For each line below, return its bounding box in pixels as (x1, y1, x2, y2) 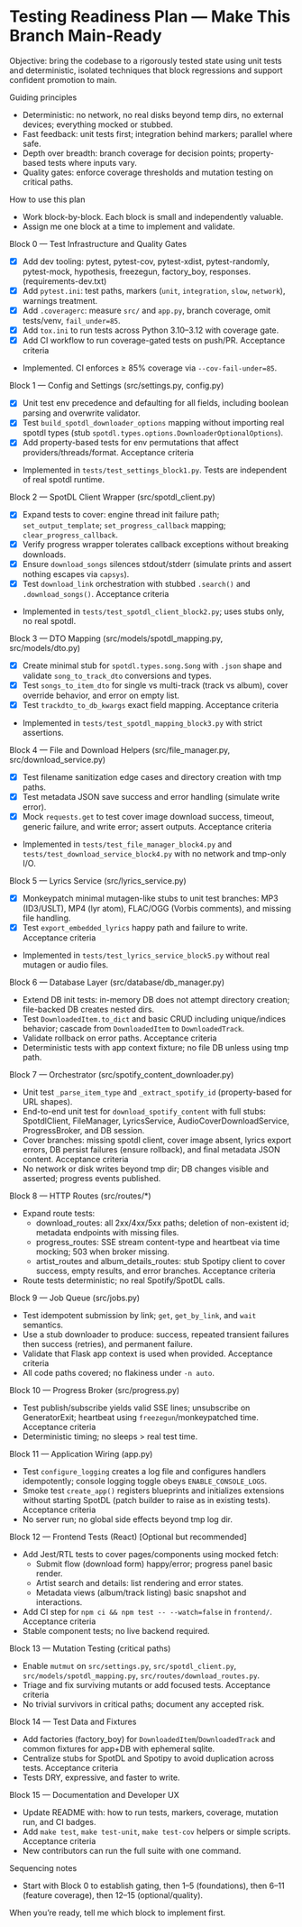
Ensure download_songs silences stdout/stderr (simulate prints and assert (22, 558, 292, 569)
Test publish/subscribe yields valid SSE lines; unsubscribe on (22, 1402, 251, 1413)
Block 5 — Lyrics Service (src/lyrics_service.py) (9, 876, 187, 886)
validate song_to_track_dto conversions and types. (22, 670, 212, 681)
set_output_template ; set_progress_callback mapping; (22, 519, 227, 530)
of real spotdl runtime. (22, 474, 105, 485)
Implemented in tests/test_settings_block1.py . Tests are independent (22, 464, 288, 475)
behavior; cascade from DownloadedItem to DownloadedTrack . (22, 1023, 245, 1034)
